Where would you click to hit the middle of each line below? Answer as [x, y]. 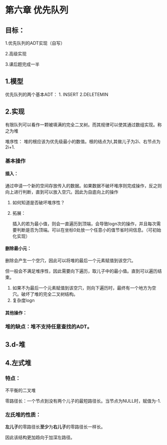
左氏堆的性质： [23, 415]
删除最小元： [18, 248]
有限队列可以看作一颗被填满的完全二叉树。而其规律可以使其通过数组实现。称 [83, 125]
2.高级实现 [16, 54]
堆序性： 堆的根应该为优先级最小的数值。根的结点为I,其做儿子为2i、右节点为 [83, 141]
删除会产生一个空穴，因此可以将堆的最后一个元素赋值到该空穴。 [70, 260]
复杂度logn [23, 300]
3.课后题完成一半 [22, 64]
